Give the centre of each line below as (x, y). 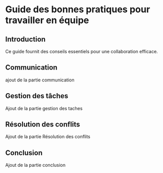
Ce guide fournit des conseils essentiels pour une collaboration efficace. (82, 51)
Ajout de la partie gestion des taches (44, 108)
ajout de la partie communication (40, 80)
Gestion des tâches (37, 96)
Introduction (26, 39)
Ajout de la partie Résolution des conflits (48, 137)
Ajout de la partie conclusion (36, 165)
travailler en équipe (47, 20)
